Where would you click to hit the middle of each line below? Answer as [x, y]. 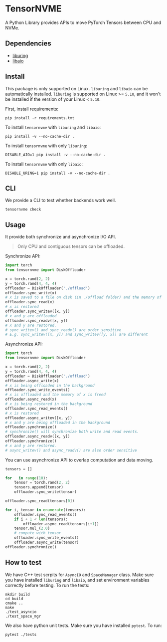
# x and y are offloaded [31, 316]
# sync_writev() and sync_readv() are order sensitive [63, 330]
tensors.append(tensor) [39, 487]
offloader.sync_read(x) [30, 302]
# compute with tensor [38, 533]
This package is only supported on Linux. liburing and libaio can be [77, 88]
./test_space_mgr [23, 616]
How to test [23, 562]
